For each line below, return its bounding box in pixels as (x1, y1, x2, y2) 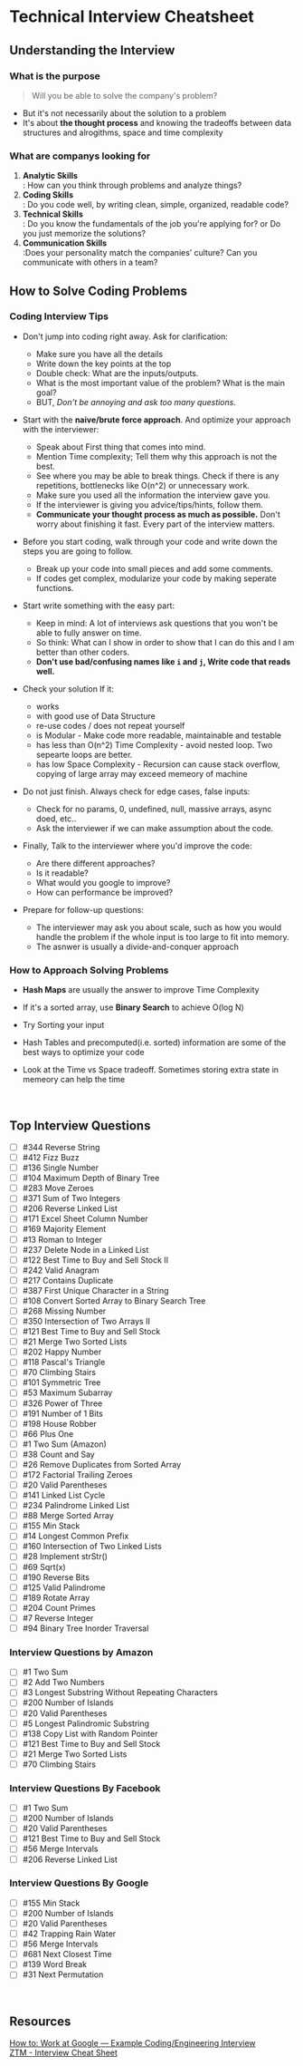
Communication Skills (22, 238, 108, 248)
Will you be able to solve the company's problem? (31, 90, 218, 101)
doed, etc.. (35, 813, 77, 824)
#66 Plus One (22, 1428, 74, 1439)
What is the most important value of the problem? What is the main (35, 377, 286, 388)
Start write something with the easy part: (22, 600, 175, 611)
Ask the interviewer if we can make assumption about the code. (35, 822, 274, 833)
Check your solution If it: (22, 683, 115, 694)
